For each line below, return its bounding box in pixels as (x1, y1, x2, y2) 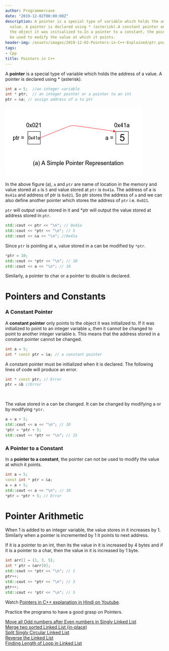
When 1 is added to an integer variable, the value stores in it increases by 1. (5, 527, 161, 533)
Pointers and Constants (5, 290, 106, 302)
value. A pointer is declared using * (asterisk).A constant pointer (10, 24, 158, 29)
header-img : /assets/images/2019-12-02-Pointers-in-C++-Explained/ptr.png (5, 40, 165, 45)
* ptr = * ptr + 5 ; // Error (5, 493, 62, 498)
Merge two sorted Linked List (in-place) (5, 624, 88, 630)
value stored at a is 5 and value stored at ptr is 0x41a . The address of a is (5, 187, 156, 193)
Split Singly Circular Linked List (5, 629, 69, 635)
